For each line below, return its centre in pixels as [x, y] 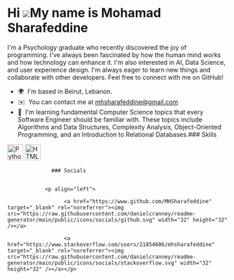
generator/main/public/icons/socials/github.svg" [82, 219]
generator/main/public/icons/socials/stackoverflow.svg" [92, 263]
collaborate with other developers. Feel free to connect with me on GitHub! [115, 77]
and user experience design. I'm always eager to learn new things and [109, 70]
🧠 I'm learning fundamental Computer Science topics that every [110, 112]
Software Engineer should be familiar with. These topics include [110, 119]
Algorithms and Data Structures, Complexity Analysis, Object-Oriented [119, 127]
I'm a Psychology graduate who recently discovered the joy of [97, 47]
